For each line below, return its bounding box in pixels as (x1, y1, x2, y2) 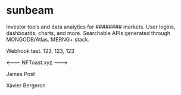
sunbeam (6, 4, 54, 17)
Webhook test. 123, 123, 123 (6, 47, 75, 54)
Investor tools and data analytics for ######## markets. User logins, (6, 23, 176, 30)
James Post (6, 70, 35, 77)
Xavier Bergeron (6, 81, 46, 89)
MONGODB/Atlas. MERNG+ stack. (6, 36, 90, 43)
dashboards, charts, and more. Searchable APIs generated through (6, 29, 171, 36)
